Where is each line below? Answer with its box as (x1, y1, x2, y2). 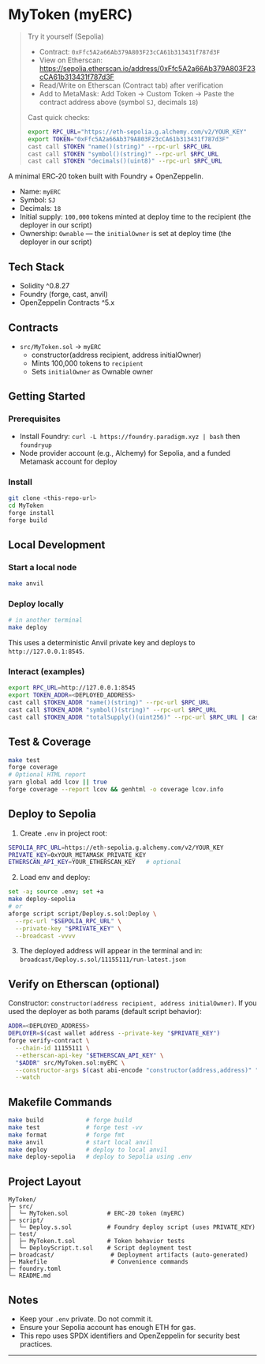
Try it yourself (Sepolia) (27, 32, 104, 41)
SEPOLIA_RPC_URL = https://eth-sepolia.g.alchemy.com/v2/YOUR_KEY (8, 844, 224, 851)
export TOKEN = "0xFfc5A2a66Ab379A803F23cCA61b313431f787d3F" (27, 135, 230, 143)
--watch (15, 1073, 41, 1081)
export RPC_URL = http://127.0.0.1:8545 (8, 684, 136, 692)
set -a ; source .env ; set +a (8, 888, 104, 896)
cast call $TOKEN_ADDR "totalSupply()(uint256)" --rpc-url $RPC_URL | (8, 713, 245, 721)
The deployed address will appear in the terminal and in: (19, 946, 203, 956)
